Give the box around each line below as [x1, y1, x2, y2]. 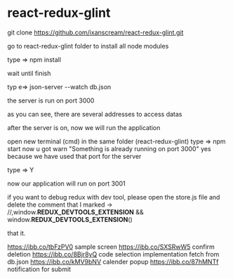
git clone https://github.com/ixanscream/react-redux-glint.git [7, 28, 184, 37]
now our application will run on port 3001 [7, 179, 126, 188]
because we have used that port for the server [7, 152, 142, 160]
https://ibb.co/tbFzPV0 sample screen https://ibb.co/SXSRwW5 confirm [7, 242, 215, 251]
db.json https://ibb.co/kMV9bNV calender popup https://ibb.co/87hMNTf [7, 257, 219, 266]
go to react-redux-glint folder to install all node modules [7, 41, 169, 50]
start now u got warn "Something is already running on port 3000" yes [7, 144, 212, 153]
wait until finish [7, 69, 51, 77]
